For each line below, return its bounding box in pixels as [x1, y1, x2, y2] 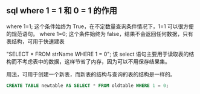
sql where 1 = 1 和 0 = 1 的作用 [6, 5, 118, 16]
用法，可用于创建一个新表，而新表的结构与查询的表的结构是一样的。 [6, 71, 176, 78]
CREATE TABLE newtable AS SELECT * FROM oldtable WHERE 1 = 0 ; [6, 83, 169, 89]
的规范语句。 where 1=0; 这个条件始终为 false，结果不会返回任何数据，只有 [6, 30, 193, 37]
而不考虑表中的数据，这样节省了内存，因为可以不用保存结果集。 [11, 57, 170, 65]
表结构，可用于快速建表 [6, 38, 65, 45]
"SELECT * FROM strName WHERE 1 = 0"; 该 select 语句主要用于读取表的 [6, 50, 189, 57]
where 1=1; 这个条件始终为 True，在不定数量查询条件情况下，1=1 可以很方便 [6, 23, 195, 30]
